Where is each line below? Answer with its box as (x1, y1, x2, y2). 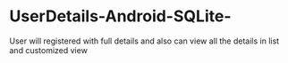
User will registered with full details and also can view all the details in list (9, 35, 280, 46)
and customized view (9, 44, 88, 55)
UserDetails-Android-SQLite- (9, 6, 232, 27)
